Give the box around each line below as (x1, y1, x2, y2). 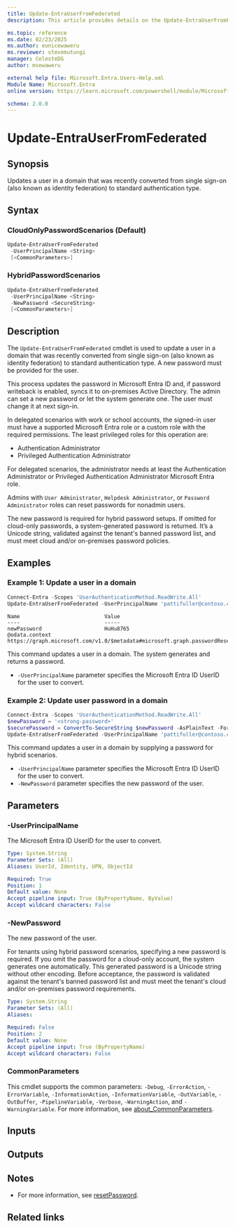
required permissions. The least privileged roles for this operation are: (7, 431, 208, 439)
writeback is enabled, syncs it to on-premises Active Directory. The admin (7, 387, 221, 396)
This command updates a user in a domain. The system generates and (7, 650, 211, 658)
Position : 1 (7, 882, 42, 889)
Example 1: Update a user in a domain (7, 578, 136, 587)
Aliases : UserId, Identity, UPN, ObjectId (7, 863, 133, 870)
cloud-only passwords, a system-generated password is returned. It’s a (7, 522, 213, 530)
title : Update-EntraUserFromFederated (7, 10, 120, 17)
